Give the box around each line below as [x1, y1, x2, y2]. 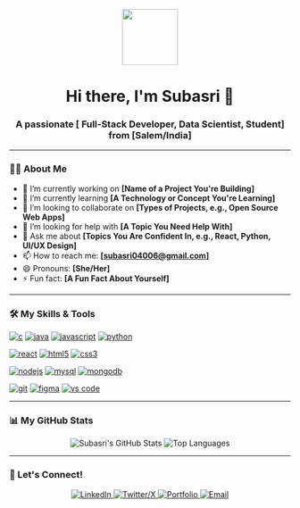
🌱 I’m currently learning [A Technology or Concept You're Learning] [21, 192, 276, 204]
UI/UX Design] [21, 240, 78, 251]
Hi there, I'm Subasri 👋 [65, 87, 235, 106]
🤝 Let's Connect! [9, 469, 83, 481]
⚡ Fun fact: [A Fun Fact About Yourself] [21, 272, 170, 284]
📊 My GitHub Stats [9, 414, 94, 427]
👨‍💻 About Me [9, 162, 67, 175]
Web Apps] [21, 212, 65, 222]
